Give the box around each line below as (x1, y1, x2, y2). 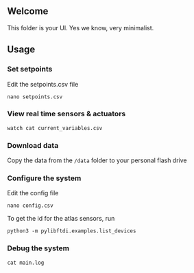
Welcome (7, 6, 49, 17)
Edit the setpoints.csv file (7, 80, 79, 88)
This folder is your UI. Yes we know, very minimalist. (7, 23, 154, 32)
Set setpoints (7, 65, 53, 74)
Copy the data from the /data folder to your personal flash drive (7, 156, 187, 164)
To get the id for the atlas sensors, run (7, 215, 115, 223)
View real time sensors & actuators (7, 109, 126, 119)
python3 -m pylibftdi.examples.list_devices (7, 228, 136, 234)
